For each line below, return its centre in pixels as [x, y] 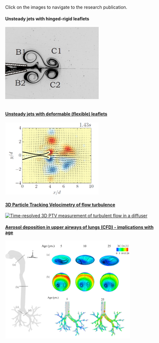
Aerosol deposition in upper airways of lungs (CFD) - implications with [79, 227]
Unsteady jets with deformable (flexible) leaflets [56, 114]
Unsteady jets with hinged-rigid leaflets [47, 18]
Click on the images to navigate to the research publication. [66, 7]
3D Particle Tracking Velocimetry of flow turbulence [60, 205]
